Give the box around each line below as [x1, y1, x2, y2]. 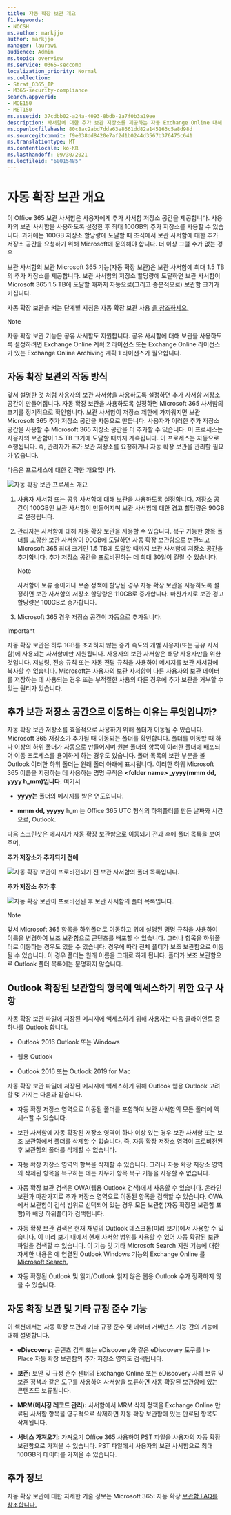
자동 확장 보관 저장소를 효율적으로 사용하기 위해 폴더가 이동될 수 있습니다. [7, 725, 204, 734]
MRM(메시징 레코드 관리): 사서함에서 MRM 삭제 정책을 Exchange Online [17, 1400, 214, 1409]
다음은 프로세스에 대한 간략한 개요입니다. [7, 465, 116, 473]
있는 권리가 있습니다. [7, 684, 63, 692]
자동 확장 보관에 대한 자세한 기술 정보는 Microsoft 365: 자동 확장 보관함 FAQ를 [7, 1492, 219, 1500]
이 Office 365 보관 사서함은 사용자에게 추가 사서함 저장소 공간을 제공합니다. [7, 213, 210, 222]
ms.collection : [7, 74, 51, 81]
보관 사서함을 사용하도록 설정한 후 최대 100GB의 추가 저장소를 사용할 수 [19, 222, 212, 231]
